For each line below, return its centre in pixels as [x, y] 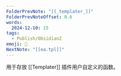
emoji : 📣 [17, 44]
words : [14, 22]
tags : [13, 33]
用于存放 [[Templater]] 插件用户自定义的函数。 [63, 67]
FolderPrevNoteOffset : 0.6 [39, 17]
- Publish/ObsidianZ [37, 39]
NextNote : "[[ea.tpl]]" [35, 50]
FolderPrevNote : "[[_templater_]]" [50, 11]
